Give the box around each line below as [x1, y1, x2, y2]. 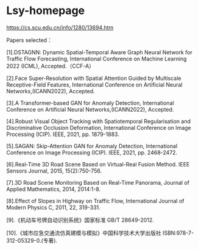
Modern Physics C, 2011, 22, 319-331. [6, 204, 100, 211]
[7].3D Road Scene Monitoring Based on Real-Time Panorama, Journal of [6, 179, 190, 186]
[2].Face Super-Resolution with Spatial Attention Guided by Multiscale [6, 74, 181, 82]
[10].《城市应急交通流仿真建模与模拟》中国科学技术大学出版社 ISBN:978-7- [6, 229, 194, 237]
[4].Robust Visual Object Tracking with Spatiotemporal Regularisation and [6, 117, 191, 125]
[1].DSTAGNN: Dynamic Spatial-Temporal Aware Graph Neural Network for [6, 48, 193, 55]
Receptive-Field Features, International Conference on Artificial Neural [6, 80, 183, 88]
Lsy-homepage [6, 4, 85, 18]
